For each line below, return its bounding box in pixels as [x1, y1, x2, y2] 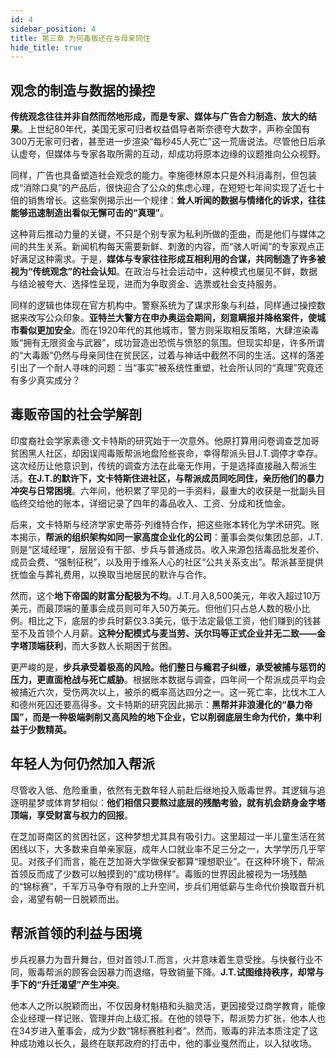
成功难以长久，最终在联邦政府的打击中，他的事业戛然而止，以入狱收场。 [18, 1037, 317, 1049]
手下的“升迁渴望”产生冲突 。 [10, 978, 126, 990]
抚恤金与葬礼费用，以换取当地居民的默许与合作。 [10, 568, 212, 580]
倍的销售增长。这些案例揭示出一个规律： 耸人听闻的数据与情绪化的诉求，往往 [10, 194, 326, 206]
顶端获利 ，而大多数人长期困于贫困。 [27, 639, 177, 651]
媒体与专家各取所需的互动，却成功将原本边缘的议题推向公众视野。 [53, 148, 326, 160]
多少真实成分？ [18, 374, 81, 386]
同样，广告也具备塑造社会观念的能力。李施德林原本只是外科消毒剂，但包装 [10, 169, 317, 181]
